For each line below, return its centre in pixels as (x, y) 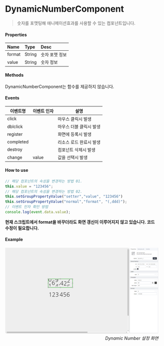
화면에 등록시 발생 (74, 134)
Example (14, 240)
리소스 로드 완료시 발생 (79, 142)
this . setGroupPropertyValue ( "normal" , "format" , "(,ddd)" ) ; (66, 202)
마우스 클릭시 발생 (74, 119)
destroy (15, 149)
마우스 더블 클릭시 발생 (79, 127)
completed (18, 142)
